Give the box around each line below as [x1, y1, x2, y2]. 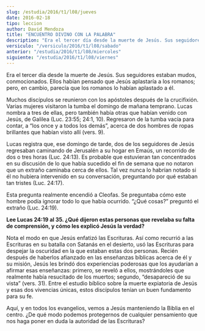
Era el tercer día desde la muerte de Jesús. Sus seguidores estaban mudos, [6, 71, 196, 78]
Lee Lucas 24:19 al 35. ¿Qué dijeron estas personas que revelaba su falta [6, 216, 195, 223]
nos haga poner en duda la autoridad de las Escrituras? [6, 317, 145, 324]
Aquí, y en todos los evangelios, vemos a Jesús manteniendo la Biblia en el [6, 304, 195, 311]
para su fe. [6, 293, 34, 300]
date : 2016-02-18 [6, 15, 51, 21]
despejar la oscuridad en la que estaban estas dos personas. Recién [6, 247, 178, 254]
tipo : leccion [6, 20, 43, 26]
